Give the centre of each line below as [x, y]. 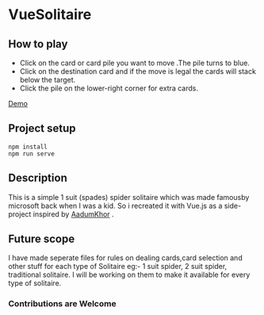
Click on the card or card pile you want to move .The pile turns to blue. [134, 63]
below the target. [48, 80]
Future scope [42, 239]
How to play [38, 44]
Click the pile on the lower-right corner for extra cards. [109, 88]
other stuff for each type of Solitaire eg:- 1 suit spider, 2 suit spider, [118, 267]
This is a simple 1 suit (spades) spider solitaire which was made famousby [129, 197]
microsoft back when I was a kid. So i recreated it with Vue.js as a [115, 206]
